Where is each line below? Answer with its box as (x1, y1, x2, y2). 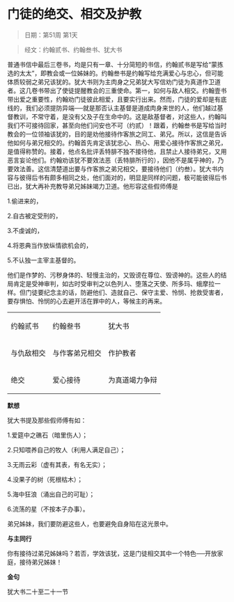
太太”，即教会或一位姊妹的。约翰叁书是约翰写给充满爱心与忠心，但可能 (19, 69, 224, 77)
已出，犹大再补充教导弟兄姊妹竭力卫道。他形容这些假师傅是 (7, 182, 178, 190)
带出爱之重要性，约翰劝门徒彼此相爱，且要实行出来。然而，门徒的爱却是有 (7, 95, 221, 103)
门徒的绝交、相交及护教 (7, 6, 142, 22)
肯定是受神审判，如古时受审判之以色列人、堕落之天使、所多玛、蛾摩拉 (13, 279, 214, 287)
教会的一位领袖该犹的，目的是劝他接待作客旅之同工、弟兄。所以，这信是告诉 (7, 129, 227, 138)
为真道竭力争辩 (108, 375, 158, 385)
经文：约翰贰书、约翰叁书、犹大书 (24, 45, 123, 54)
